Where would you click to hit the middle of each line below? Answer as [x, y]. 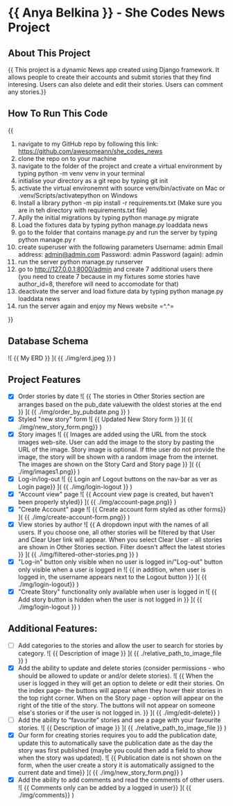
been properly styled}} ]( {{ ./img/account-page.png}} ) [97, 501]
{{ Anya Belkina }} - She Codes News [116, 13]
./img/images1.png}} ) [49, 471]
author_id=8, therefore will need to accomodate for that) [98, 284]
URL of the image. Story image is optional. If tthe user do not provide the [121, 449]
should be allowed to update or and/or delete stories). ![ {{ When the [115, 676]
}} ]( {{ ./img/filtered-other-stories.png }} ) [78, 554]
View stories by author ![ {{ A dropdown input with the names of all [113, 524]
